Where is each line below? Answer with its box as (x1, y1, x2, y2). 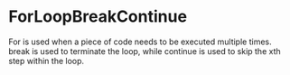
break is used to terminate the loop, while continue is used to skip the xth (8, 45, 281, 56)
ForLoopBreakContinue (8, 6, 187, 27)
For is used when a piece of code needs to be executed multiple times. (8, 36, 272, 47)
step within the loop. (8, 55, 85, 66)
